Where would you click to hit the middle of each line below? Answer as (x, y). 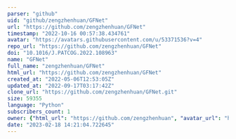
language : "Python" (36, 105)
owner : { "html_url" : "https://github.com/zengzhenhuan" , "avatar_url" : (114, 118)
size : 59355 (25, 99)
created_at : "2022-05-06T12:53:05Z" (61, 79)
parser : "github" (33, 14)
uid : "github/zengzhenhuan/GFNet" (58, 20)
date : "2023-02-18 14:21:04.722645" (61, 125)
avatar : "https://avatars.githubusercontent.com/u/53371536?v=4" (105, 40)
